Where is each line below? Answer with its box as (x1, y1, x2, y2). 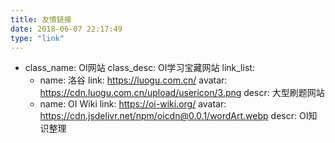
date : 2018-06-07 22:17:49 (10, 24, 123, 34)
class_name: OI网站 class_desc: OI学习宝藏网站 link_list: (24, 62, 255, 74)
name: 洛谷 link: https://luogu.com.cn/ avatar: (39, 74, 228, 86)
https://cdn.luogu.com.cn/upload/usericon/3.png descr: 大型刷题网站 (39, 87, 325, 99)
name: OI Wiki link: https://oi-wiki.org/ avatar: (39, 98, 227, 110)
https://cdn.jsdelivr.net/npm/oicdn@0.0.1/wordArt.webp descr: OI (39, 110, 309, 122)
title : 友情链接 (10, 14, 72, 25)
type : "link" (10, 33, 65, 43)
